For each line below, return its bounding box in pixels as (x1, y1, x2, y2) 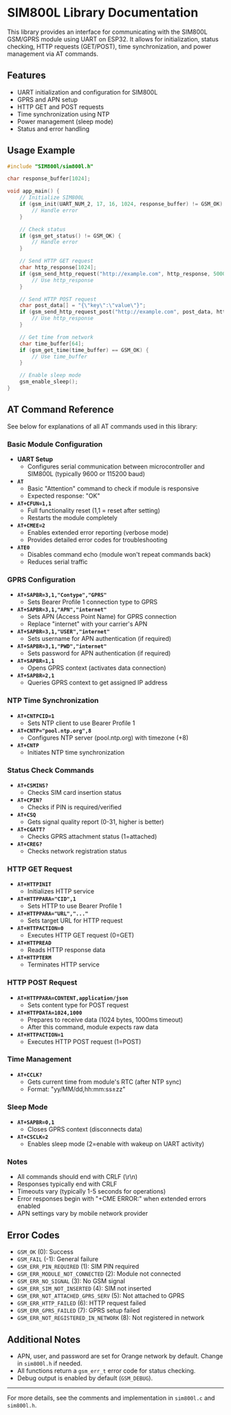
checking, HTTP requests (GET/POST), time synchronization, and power (7, 42, 212, 50)
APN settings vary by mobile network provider (16, 1209, 148, 1218)
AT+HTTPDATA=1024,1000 (16, 1009, 82, 1016)
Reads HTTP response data (27, 946, 106, 954)
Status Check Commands (7, 765, 94, 775)
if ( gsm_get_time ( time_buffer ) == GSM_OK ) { (19, 346, 149, 353)
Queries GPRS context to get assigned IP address (27, 678, 168, 687)
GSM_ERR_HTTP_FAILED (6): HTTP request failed (16, 1299, 146, 1307)
